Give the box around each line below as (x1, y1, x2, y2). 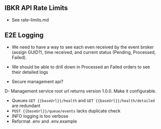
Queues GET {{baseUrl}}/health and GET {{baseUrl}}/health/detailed (11, 97, 155, 103)
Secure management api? (11, 78, 64, 85)
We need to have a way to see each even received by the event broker (11, 44, 154, 50)
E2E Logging (4, 31, 44, 40)
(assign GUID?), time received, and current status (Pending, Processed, (11, 49, 156, 55)
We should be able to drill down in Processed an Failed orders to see (11, 64, 150, 70)
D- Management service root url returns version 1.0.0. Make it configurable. (4, 88, 157, 94)
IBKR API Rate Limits (4, 4, 68, 12)
